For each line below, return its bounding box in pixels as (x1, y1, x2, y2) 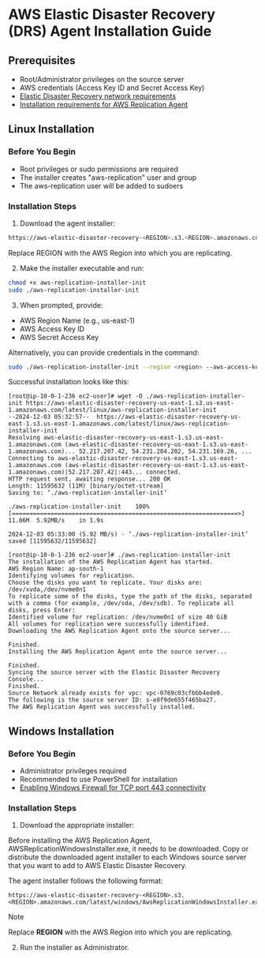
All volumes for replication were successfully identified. (8, 620, 211, 628)
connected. (145, 468, 181, 477)
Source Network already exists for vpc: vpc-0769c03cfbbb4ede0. (8, 689, 224, 698)
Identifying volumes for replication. (8, 572, 136, 580)
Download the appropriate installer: (19, 821, 135, 830)
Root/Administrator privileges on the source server (19, 75, 185, 84)
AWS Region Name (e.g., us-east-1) (19, 316, 136, 325)
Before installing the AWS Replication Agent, (8, 836, 152, 845)
